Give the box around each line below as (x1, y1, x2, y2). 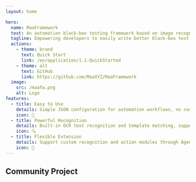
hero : (5, 19, 19, 25)
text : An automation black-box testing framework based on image (11, 30, 174, 36)
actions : (11, 41, 32, 47)
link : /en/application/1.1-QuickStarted (20, 57, 121, 63)
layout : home (5, 8, 37, 15)
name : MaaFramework (11, 25, 59, 31)
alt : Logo (16, 90, 40, 96)
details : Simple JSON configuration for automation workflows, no (16, 106, 181, 112)
